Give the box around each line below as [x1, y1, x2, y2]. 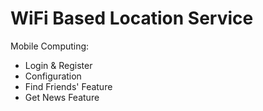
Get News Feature [24, 91, 100, 103]
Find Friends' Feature [24, 80, 113, 92]
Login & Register [24, 59, 93, 71]
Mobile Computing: [10, 40, 90, 52]
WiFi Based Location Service [10, 7, 254, 30]
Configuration [24, 70, 82, 82]
